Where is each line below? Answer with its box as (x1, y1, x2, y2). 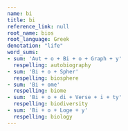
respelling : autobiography (13, 62, 91, 69)
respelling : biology (13, 113, 73, 120)
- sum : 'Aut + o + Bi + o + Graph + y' (7, 55, 122, 62)
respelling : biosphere (13, 74, 79, 82)
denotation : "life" (7, 42, 64, 49)
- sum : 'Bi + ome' (7, 81, 60, 88)
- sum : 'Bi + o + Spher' (7, 68, 79, 75)
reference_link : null (7, 23, 70, 30)
